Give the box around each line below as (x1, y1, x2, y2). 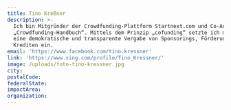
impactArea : (7, 86, 41, 93)
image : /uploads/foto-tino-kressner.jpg (7, 61, 125, 68)
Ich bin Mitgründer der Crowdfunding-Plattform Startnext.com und (13, 23, 208, 29)
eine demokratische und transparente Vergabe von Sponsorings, (13, 36, 198, 42)
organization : (7, 93, 48, 100)
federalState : (7, 80, 48, 87)
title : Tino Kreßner (7, 10, 67, 17)
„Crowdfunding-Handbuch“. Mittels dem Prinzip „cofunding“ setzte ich (13, 29, 220, 36)
